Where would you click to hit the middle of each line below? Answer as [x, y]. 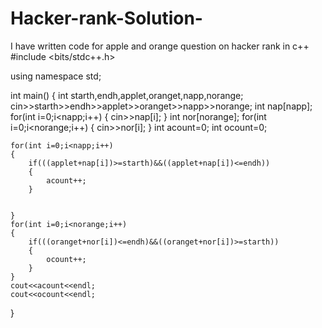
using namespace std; [56, 76]
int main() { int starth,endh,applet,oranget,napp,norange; [127, 95]
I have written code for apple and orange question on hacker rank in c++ [160, 46]
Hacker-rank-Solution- [106, 18]
